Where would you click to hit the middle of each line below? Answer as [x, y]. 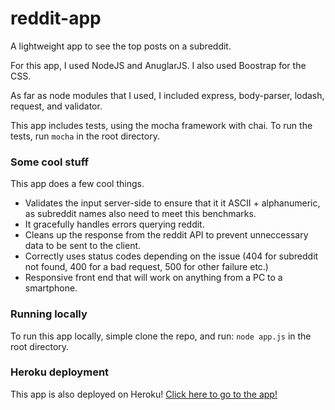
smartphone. [51, 288]
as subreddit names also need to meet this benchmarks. [140, 214]
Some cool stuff [49, 162]
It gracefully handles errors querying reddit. [114, 224]
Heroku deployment [60, 372]
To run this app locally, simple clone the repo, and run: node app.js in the [161, 336]
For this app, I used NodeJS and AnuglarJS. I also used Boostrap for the [158, 65]
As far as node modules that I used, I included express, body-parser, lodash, [167, 95]
